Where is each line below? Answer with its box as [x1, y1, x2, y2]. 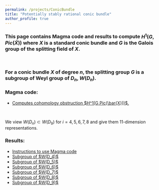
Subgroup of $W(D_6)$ [12, 164, 59, 170]
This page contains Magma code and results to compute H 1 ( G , [5, 32, 154, 40]
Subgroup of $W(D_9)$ [12, 179, 59, 185]
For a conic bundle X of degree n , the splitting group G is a [5, 69, 144, 76]
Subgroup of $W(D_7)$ [12, 169, 59, 175]
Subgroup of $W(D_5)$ [12, 159, 59, 165]
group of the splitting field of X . [5, 45, 80, 52]
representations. [5, 125, 38, 131]
